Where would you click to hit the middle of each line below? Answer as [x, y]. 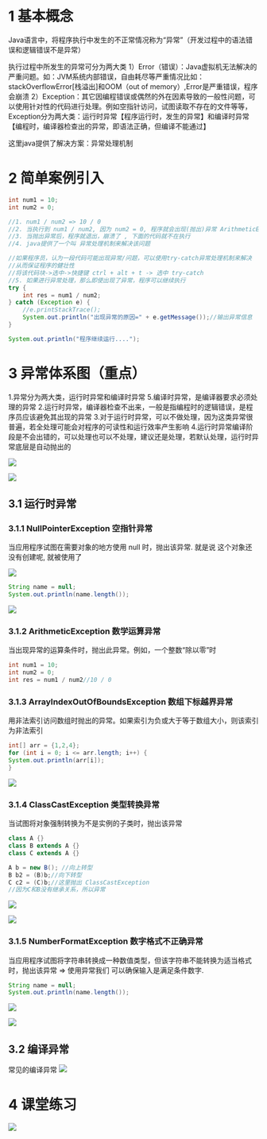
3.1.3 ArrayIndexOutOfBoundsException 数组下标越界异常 [121, 702]
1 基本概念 [41, 16]
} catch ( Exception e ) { [49, 303]
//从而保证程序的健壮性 [42, 265]
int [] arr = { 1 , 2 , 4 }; [44, 746]
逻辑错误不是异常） [53, 49]
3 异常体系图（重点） [77, 373]
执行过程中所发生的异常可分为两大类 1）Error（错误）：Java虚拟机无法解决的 [133, 66]
